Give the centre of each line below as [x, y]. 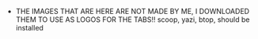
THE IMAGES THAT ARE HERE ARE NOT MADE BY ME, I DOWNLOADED [133, 11]
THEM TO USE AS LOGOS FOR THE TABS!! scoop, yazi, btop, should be [133, 19]
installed [29, 28]
